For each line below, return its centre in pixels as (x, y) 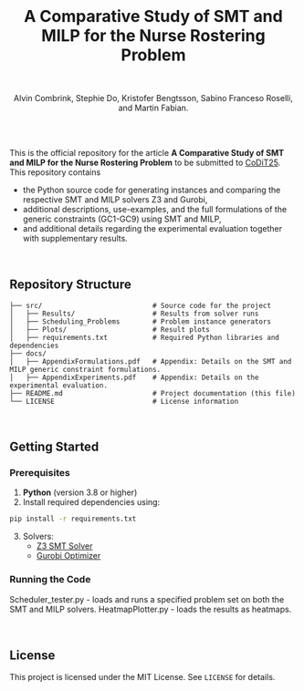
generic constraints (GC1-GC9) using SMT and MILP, (122, 219)
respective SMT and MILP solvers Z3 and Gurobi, (115, 199)
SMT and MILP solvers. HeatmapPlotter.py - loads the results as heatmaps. (151, 609)
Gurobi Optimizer (68, 556)
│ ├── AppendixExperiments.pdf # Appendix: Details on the (134, 377)
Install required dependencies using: (91, 502)
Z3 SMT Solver (64, 546)
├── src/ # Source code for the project (141, 305)
